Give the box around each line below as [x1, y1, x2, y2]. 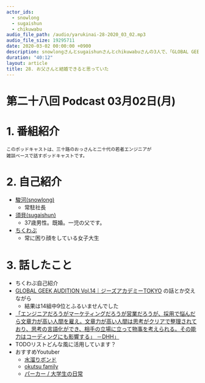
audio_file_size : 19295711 [6, 37, 75, 43]
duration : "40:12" [6, 54, 53, 61]
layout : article [6, 60, 48, 66]
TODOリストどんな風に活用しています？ [15, 341, 117, 348]
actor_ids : [6, 9, 34, 15]
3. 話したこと [6, 258, 73, 272]
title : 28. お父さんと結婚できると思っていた [6, 65, 109, 72]
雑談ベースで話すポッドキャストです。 [6, 152, 88, 159]
